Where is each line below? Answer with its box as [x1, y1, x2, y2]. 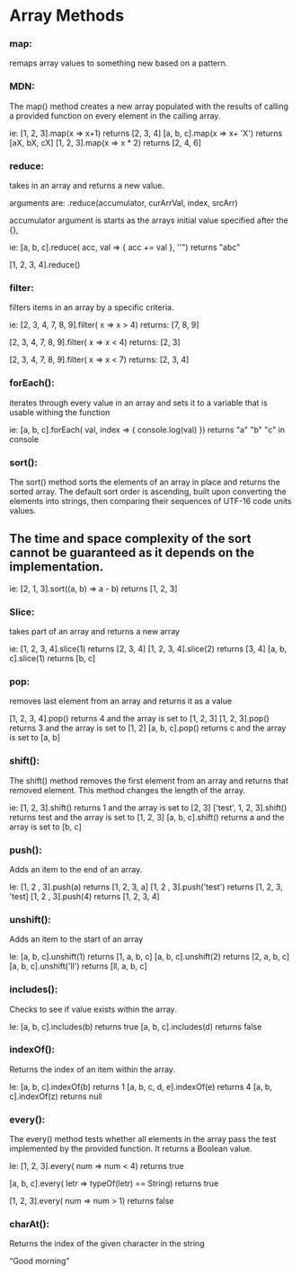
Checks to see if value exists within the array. [9, 1004, 177, 1014]
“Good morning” [9, 1255, 70, 1267]
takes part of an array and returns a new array [9, 626, 180, 637]
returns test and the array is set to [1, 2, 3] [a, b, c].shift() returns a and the [9, 811, 285, 822]
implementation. [9, 559, 104, 575]
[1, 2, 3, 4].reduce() [9, 260, 81, 270]
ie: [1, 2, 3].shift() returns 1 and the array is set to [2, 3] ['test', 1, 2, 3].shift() [9, 801, 288, 813]
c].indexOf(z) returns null [9, 1091, 102, 1102]
